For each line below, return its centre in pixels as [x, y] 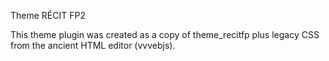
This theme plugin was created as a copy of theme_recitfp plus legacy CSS [165, 34]
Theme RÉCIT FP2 [48, 15]
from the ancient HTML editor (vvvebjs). [93, 45]
